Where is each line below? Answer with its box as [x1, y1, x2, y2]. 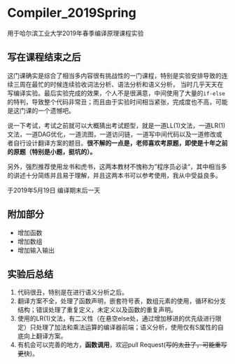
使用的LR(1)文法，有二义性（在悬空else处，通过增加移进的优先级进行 [17, 314, 215, 323]
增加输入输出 [17, 246, 55, 254]
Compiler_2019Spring [7, 5, 136, 21]
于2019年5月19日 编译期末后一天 [7, 185, 101, 194]
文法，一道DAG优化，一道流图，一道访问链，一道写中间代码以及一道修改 [7, 129, 217, 138]
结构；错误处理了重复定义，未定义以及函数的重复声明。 [17, 306, 177, 314]
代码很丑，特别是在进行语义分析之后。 [17, 288, 128, 297]
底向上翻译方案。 [17, 332, 67, 340]
